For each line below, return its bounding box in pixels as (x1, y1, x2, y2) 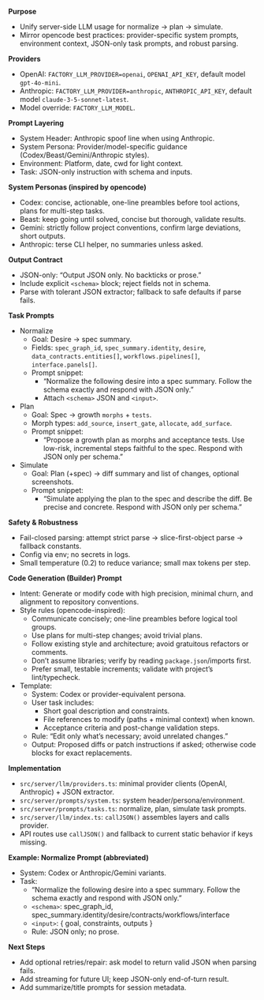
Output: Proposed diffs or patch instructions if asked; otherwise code (31, 740, 257, 749)
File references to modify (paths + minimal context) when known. (43, 715, 255, 724)
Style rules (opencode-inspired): (19, 606, 126, 615)
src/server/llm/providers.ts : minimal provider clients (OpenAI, (19, 779, 228, 788)
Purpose (8, 7, 37, 16)
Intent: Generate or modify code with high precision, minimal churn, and (19, 588, 254, 598)
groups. (31, 622, 57, 631)
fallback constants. (19, 541, 82, 551)
